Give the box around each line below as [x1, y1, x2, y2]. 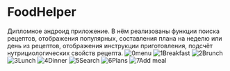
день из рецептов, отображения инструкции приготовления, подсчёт [7, 41, 213, 50]
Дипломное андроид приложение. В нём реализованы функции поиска [7, 27, 220, 35]
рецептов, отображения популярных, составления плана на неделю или [7, 34, 222, 42]
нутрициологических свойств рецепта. [7, 49, 124, 57]
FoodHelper [7, 4, 76, 20]
